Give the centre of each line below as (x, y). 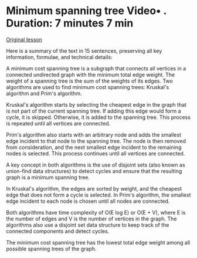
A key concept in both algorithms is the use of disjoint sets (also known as (96, 165)
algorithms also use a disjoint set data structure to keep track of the (88, 225)
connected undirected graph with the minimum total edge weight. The (90, 74)
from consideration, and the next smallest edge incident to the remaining (94, 147)
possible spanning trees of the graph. (51, 249)
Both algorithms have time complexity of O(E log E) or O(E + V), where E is (96, 212)
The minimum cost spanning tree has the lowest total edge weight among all (98, 242)
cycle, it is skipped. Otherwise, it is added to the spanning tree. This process (98, 117)
